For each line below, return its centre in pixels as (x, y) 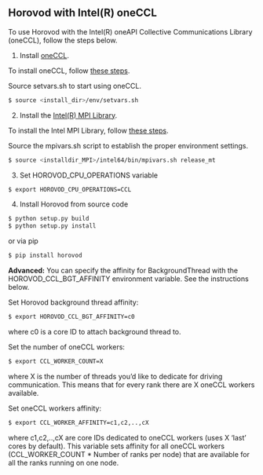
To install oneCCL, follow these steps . (69, 71)
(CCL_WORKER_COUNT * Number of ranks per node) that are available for (129, 454)
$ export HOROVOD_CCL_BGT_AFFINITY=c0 (71, 317)
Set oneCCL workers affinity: (55, 408)
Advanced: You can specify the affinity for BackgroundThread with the (123, 271)
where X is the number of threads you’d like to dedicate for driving (115, 376)
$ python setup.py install (52, 226)
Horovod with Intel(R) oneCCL (82, 13)
